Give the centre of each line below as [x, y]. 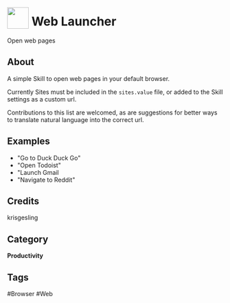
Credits [23, 201]
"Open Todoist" [39, 165]
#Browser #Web [30, 294]
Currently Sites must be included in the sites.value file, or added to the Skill [115, 92]
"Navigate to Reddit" [46, 180]
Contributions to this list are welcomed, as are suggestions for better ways [112, 112]
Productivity [25, 256]
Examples [28, 142]
